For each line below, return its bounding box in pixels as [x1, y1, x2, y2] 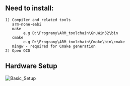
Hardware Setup [5, 62, 57, 70]
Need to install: [5, 4, 54, 13]
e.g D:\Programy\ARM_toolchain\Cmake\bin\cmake [23, 39, 125, 44]
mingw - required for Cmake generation [12, 44, 96, 49]
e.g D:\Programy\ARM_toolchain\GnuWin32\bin [23, 30, 118, 36]
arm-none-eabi [12, 22, 42, 27]
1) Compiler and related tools [5, 17, 71, 22]
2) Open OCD [5, 48, 30, 53]
